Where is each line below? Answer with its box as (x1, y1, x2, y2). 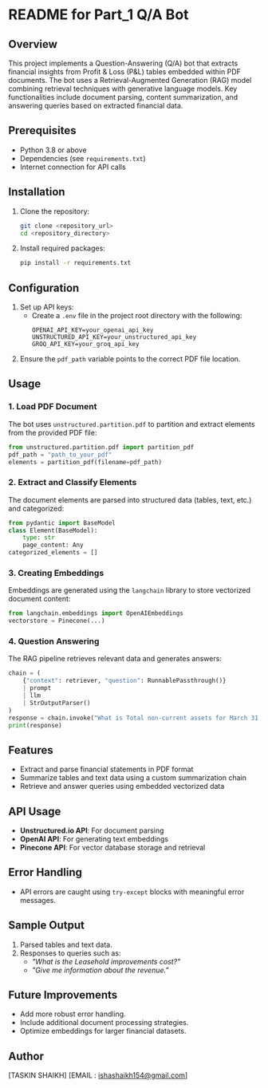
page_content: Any (22, 541, 84, 550)
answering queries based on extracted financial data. (8, 101, 183, 110)
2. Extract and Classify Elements (8, 477, 137, 488)
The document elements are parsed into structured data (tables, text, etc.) (8, 495, 252, 504)
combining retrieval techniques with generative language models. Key (8, 84, 238, 93)
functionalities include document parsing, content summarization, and (8, 93, 238, 101)
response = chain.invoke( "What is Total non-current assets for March (8, 714, 248, 722)
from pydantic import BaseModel (8, 518, 116, 527)
